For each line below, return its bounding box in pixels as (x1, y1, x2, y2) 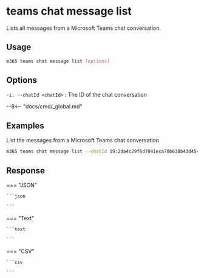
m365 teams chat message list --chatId (6, 148, 107, 155)
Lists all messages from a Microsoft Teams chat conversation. (6, 24, 161, 32)
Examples (6, 120, 44, 131)
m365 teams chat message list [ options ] (6, 58, 110, 64)
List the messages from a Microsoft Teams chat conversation (6, 137, 160, 144)
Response (6, 165, 46, 176)
